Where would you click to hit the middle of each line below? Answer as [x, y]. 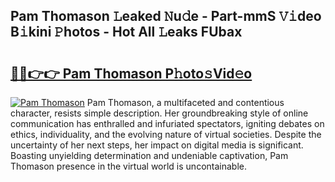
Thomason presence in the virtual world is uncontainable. [128, 166]
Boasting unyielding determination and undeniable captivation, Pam [149, 155]
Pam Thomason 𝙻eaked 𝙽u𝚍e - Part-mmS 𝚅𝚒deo [166, 16]
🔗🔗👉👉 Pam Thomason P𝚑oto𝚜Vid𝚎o [131, 73]
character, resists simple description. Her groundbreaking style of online [159, 113]
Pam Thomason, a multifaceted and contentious [185, 102]
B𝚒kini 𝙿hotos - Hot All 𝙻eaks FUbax [126, 32]
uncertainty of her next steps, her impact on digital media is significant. [157, 145]
